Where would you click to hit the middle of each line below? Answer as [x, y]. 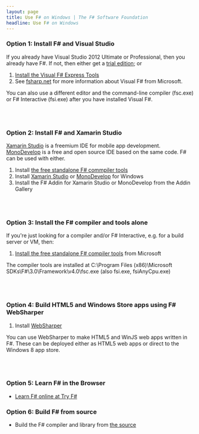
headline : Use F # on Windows [42, 23]
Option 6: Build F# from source [52, 412]
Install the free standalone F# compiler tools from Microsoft [88, 254]
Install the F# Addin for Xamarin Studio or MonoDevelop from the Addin [102, 183]
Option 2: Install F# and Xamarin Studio [64, 132]
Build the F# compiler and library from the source [75, 425]
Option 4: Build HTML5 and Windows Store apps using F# [91, 305]
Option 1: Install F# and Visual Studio [60, 44]
